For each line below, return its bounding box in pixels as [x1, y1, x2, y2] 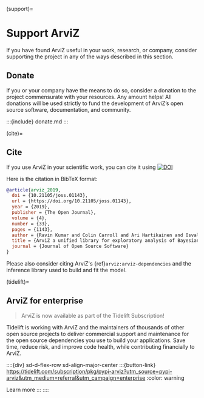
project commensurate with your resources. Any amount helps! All [6, 93, 172, 100]
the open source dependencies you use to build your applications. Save [6, 337, 186, 344]
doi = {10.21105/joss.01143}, [12, 193, 88, 199]
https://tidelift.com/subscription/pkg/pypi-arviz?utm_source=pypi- [6, 368, 172, 375]
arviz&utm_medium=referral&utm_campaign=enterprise [6, 374, 146, 382]
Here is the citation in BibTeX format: [6, 175, 98, 182]
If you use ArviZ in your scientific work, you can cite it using [6, 163, 156, 171]
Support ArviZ [6, 27, 80, 40]
